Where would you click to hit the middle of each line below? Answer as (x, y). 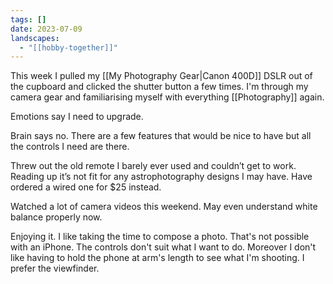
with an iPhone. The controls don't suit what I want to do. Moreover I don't (163, 247)
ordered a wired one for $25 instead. (86, 187)
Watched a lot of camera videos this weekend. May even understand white (164, 207)
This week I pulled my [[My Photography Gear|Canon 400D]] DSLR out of (161, 76)
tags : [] (28, 19)
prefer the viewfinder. (55, 268)
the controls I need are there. (70, 147)
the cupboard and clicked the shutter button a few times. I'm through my (159, 87)
